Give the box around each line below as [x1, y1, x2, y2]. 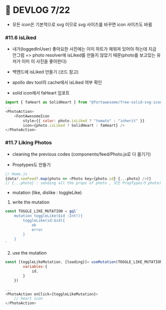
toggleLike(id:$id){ [23, 218, 65, 223]
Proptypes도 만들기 [12, 161, 51, 167]
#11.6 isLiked [5, 34, 37, 41]
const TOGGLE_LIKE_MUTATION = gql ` [5, 209, 79, 214]
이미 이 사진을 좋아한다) [21, 58, 67, 64]
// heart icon [14, 296, 43, 301]
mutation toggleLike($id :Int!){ [14, 213, 83, 218]
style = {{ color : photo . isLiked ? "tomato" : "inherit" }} [23, 118, 145, 123]
